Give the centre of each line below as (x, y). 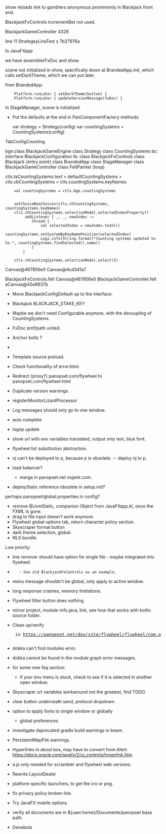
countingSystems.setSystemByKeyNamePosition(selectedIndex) (68, 234)
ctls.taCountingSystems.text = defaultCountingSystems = (64, 176)
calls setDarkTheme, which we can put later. (50, 75)
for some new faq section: (39, 667)
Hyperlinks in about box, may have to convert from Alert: (70, 750)
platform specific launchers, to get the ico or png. (63, 783)
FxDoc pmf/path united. (36, 328)
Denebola (22, 827)
